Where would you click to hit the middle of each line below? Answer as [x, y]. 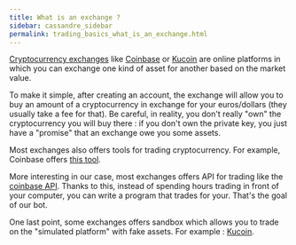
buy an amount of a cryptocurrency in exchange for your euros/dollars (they [148, 105]
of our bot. [28, 205]
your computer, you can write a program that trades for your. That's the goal [148, 195]
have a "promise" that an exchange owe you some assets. [115, 133]
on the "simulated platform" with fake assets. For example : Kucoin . [132, 232]
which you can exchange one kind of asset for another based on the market [148, 68]
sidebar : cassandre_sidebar [61, 26]
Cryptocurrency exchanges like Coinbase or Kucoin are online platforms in [145, 59]
